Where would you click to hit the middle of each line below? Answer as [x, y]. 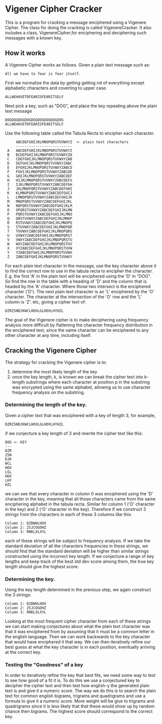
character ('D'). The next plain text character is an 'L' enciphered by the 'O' [80, 291]
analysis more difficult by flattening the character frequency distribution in [79, 325]
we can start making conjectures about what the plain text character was [78, 626]
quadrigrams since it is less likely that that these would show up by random [80, 706]
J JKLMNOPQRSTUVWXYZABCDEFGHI [40, 189]
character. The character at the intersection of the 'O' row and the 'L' [74, 297]
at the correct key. [23, 652]
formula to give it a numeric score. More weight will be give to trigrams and [80, 701]
